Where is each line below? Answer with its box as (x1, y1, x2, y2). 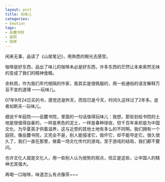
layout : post (5, 7, 32, 12)
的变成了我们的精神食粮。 (5, 70, 57, 76)
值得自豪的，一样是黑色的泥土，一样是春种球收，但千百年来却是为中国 (18, 120, 160, 125)
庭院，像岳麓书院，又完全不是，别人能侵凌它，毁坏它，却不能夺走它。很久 (5, 132, 156, 138)
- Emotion (5, 21, 26, 26)
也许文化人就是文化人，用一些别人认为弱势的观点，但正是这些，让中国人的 (5, 154, 156, 160)
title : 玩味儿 (5, 12, 32, 17)
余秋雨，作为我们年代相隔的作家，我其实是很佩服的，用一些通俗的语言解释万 (5, 80, 160, 86)
